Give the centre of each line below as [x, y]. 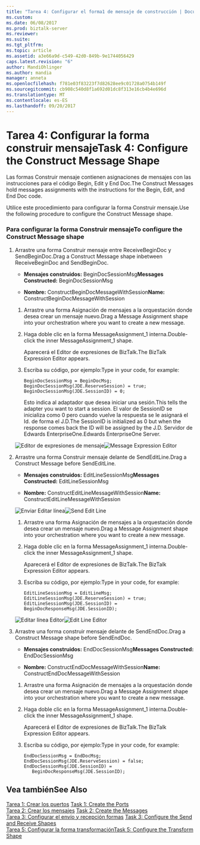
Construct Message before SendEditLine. [65, 463]
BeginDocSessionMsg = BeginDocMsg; [68, 381]
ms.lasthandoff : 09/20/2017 [41, 106]
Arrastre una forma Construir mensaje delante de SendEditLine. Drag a [101, 457]
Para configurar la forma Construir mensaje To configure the [94, 229]
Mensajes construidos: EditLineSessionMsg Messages [91, 475]
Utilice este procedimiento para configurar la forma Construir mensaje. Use [98, 208]
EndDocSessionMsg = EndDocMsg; [62, 756]
